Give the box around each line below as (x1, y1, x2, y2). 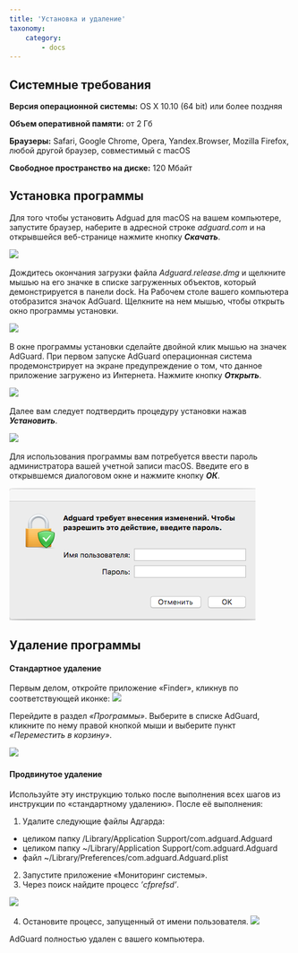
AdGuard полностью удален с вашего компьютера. (9, 933, 205, 944)
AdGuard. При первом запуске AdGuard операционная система (9, 351, 252, 361)
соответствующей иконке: (9, 693, 110, 704)
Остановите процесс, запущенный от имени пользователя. (21, 915, 249, 927)
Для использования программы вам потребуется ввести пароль (9, 451, 258, 462)
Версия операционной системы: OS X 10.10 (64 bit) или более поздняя (9, 101, 283, 112)
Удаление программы (9, 637, 141, 654)
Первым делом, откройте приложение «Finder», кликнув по (9, 682, 239, 694)
